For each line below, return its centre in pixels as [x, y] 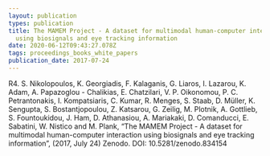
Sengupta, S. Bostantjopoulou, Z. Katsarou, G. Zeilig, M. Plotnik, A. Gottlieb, [133, 109]
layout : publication [43, 16]
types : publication [41, 23]
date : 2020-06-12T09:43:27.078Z [62, 46]
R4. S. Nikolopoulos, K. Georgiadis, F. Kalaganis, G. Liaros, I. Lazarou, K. [127, 83]
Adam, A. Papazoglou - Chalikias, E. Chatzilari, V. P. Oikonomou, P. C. [123, 92]
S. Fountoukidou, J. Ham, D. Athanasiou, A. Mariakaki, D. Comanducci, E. [129, 117]
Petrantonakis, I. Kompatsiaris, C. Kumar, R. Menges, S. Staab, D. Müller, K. [132, 101]
